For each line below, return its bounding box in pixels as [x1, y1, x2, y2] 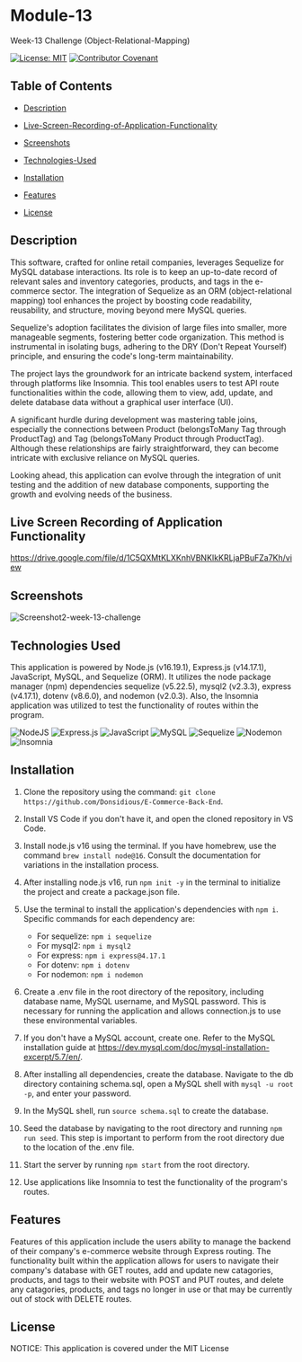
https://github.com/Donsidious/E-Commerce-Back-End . [22, 796, 224, 807]
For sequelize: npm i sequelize [36, 931, 152, 942]
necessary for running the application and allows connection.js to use [22, 1005, 281, 1016]
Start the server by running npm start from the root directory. [22, 1159, 250, 1170]
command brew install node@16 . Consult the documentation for [22, 850, 262, 861]
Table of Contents [10, 78, 113, 94]
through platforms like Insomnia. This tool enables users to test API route [10, 377, 280, 388]
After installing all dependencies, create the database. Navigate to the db [22, 1068, 294, 1079]
